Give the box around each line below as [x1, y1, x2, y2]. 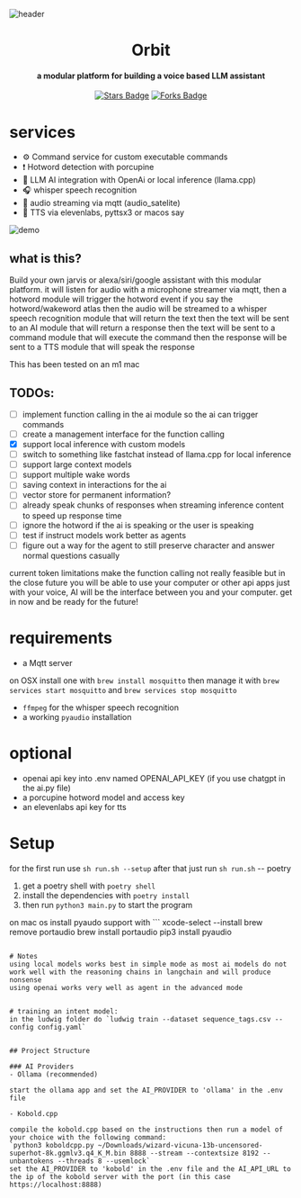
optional [9, 743, 73, 763]
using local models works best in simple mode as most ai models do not [9, 959, 288, 968]
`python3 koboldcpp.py [9, 1140, 94, 1149]
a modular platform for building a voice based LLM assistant [36, 70, 266, 81]
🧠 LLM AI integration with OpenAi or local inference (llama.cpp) [22, 175, 256, 185]
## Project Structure [9, 1046, 91, 1055]
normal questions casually [22, 550, 120, 561]
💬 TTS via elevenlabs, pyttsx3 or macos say [22, 207, 185, 218]
